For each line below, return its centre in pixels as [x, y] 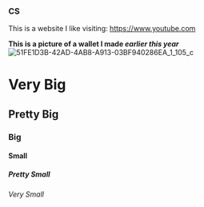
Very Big [37, 85]
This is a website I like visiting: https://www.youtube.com [102, 29]
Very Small [26, 194]
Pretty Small [29, 174]
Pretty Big [34, 114]
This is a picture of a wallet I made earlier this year [94, 44]
